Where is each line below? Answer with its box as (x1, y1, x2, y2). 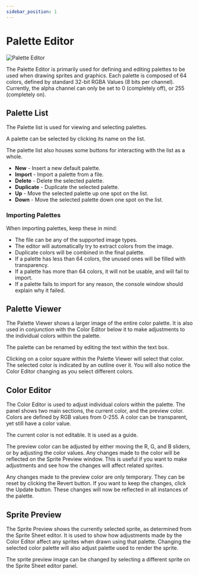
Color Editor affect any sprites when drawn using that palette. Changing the (6, 538, 191, 545)
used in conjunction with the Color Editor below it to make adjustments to (6, 326, 185, 333)
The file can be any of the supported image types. (14, 236, 138, 243)
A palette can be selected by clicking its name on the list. (6, 135, 146, 143)
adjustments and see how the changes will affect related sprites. (6, 462, 164, 469)
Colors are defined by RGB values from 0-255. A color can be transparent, (6, 414, 188, 421)
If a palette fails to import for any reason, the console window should (14, 280, 183, 287)
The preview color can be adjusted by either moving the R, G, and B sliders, (6, 443, 191, 450)
